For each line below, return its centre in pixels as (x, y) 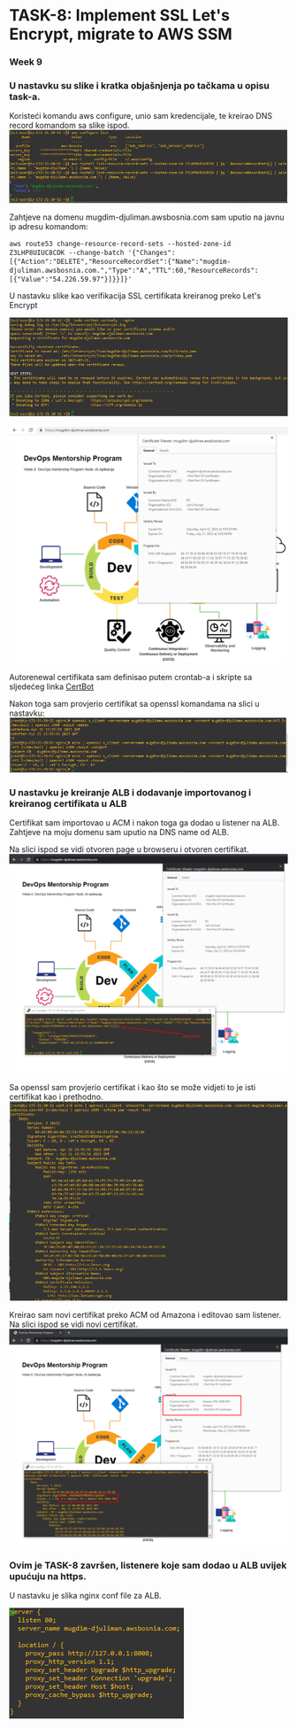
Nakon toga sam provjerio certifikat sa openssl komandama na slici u (134, 703)
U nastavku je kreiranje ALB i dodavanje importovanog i (130, 792)
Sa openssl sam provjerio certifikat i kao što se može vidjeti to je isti (133, 1087)
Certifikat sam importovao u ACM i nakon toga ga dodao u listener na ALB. (145, 822)
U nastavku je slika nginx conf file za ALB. (85, 1596)
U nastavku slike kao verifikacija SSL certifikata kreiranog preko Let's (135, 296)
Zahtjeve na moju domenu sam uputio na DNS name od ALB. (119, 832)
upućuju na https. (48, 1576)
